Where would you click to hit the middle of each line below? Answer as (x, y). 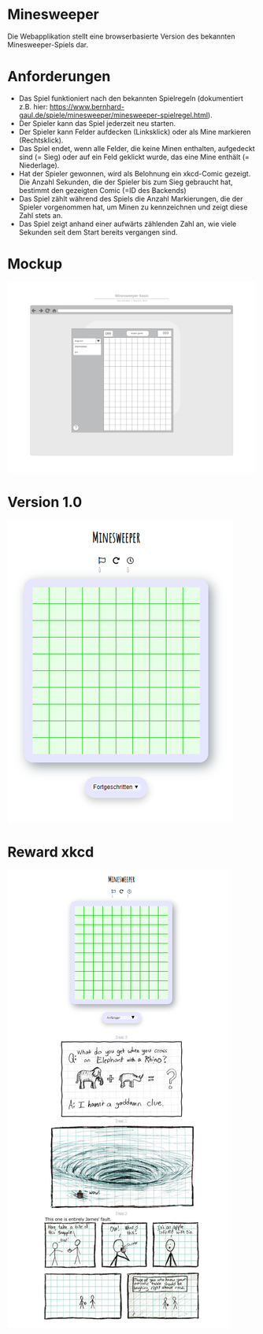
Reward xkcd (51, 852)
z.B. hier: (33, 106)
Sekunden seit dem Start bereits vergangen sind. (98, 232)
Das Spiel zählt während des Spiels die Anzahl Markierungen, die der (131, 198)
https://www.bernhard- (87, 106)
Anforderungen (59, 77)
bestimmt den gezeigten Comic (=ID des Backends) (102, 190)
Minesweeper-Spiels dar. (48, 44)
